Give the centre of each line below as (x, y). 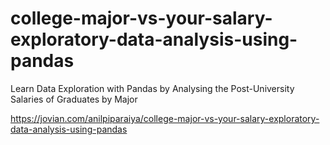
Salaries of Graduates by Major (74, 99)
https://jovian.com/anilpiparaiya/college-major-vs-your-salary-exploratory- (165, 118)
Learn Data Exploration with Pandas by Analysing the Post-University (152, 88)
